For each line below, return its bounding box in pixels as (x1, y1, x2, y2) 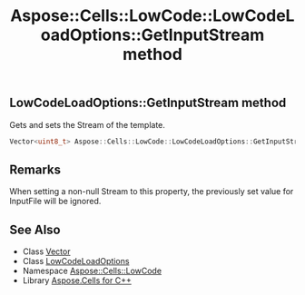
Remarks (9, 162, 62, 177)
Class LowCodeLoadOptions (22, 256, 130, 267)
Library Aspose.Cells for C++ (22, 275, 132, 286)
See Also (9, 221, 61, 237)
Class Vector (22, 246, 71, 257)
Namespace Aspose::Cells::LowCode (22, 265, 162, 277)
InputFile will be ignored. (9, 196, 102, 207)
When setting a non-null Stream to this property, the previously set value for (9, 186, 294, 197)
